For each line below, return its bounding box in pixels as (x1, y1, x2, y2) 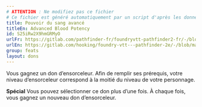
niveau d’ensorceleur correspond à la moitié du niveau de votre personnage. (6, 76, 195, 83)
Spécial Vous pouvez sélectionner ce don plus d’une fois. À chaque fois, (6, 87, 186, 94)
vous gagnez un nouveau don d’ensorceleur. (6, 94, 117, 101)
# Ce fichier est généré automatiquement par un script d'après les (6, 14, 182, 20)
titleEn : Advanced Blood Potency (6, 25, 90, 32)
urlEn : (6, 42, 23, 48)
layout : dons (6, 53, 39, 59)
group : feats (6, 48, 39, 54)
